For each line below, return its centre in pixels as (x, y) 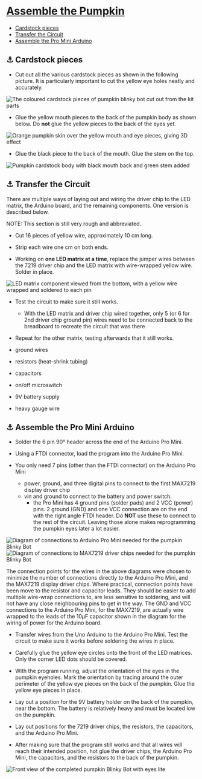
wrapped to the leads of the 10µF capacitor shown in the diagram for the (96, 617)
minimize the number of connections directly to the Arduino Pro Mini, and (97, 578)
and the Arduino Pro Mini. (46, 733)
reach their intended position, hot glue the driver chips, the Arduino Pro (103, 751)
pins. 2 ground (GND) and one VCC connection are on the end (110, 509)
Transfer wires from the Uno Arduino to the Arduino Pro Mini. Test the (101, 635)
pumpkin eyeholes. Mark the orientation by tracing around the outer (99, 677)
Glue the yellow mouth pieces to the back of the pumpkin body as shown (106, 117)
